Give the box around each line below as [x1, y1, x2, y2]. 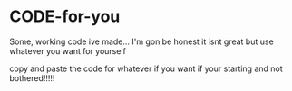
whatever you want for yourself [9, 45, 127, 56]
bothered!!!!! [9, 72, 55, 83]
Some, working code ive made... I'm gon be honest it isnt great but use [9, 36, 274, 47]
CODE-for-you [9, 6, 121, 27]
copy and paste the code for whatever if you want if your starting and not [9, 63, 283, 74]
